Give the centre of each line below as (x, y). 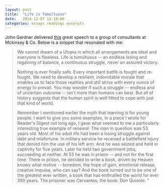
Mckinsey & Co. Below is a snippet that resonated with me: (64, 43)
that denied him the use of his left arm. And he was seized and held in (87, 144)
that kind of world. (35, 103)
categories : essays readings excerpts (45, 23)
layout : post (18, 10)
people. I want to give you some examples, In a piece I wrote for (82, 118)
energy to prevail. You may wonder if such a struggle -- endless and (86, 88)
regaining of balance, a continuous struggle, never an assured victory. (88, 62)
